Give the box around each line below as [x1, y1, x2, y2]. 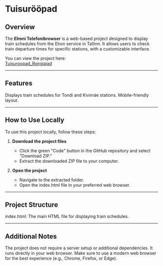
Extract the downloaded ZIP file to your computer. [19, 158, 119, 164]
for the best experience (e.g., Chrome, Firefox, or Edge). [5, 255, 117, 261]
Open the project [12, 167, 47, 173]
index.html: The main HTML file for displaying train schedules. [5, 213, 129, 219]
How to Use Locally [5, 116, 65, 124]
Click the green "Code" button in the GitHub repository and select [19, 147, 151, 154]
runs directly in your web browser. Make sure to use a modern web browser [5, 250, 157, 256]
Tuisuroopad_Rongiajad [5, 61, 52, 66]
